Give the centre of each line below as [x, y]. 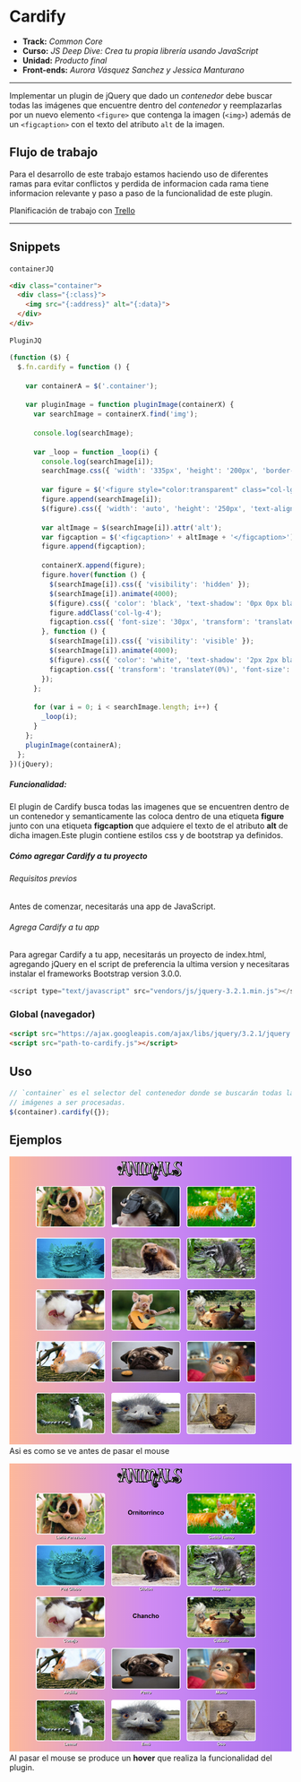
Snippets [35, 247]
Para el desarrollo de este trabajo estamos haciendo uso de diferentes [139, 174]
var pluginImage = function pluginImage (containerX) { [130, 405]
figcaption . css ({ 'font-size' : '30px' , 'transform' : [150, 622]
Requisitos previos [43, 878]
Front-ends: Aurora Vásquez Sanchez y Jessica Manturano [133, 70]
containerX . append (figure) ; [94, 566]
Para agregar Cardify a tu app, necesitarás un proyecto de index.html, [138, 955]
